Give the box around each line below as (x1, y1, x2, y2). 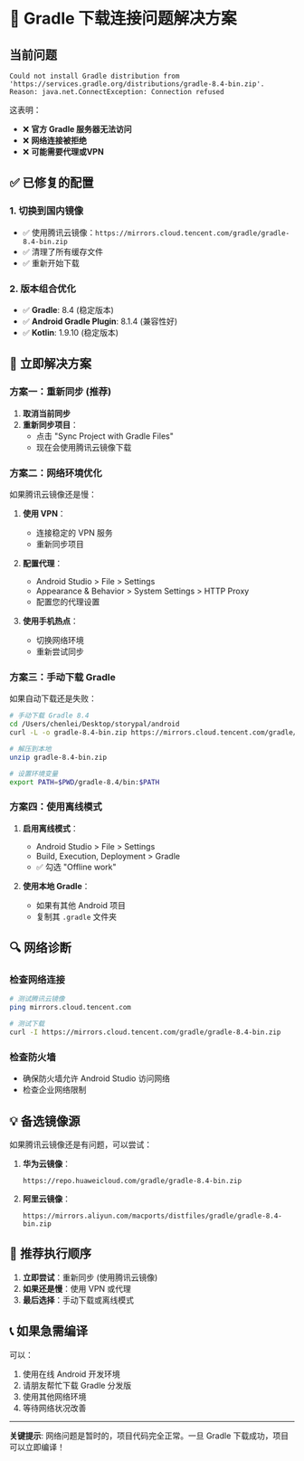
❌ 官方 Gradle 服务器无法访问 (22, 124, 133, 134)
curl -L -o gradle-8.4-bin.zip (9, 728, 128, 737)
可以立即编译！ (9, 1441, 65, 1452)
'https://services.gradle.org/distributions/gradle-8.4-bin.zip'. (9, 80, 265, 89)
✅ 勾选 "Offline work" (35, 861, 117, 872)
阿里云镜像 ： (22, 1193, 71, 1204)
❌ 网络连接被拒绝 (22, 135, 88, 146)
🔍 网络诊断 (9, 940, 72, 955)
